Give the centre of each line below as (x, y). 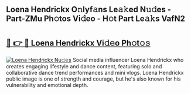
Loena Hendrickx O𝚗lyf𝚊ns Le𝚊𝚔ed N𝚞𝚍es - (89, 10)
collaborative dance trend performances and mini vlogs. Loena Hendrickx (95, 73)
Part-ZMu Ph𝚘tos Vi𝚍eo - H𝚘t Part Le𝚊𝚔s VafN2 (96, 19)
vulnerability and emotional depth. (47, 85)
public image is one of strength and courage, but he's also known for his (93, 79)
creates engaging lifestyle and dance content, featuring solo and (84, 66)
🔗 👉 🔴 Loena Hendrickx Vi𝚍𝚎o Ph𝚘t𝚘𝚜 (78, 43)
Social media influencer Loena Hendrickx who (128, 60)
